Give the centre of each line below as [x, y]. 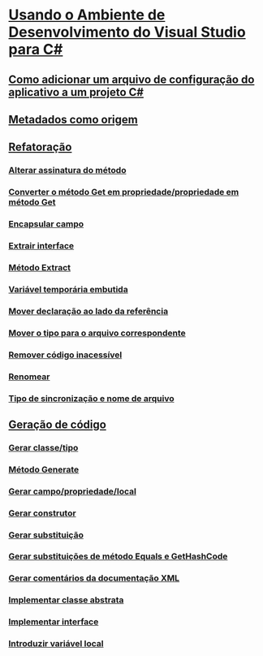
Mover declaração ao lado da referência [88, 311]
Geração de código [58, 424]
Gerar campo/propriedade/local [72, 491]
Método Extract [40, 267]
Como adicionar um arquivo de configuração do [131, 79]
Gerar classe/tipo [43, 447]
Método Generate [44, 469]
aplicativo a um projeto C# [76, 92]
